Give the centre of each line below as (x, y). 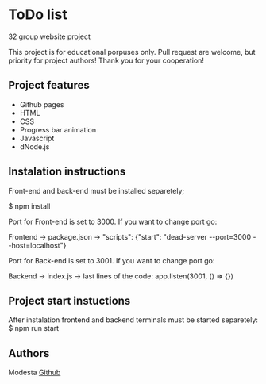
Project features (49, 85)
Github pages (42, 104)
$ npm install (29, 206)
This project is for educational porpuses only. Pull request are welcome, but (132, 52)
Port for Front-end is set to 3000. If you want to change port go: (113, 221)
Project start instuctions (69, 300)
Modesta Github (35, 372)
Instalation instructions (67, 172)
